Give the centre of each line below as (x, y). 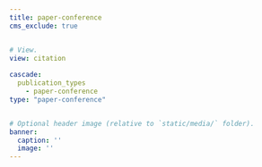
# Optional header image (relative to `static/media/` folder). (132, 123)
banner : (24, 132)
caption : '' (40, 140)
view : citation (38, 58)
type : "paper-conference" (57, 99)
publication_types (52, 83)
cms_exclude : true (44, 26)
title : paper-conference (56, 17)
